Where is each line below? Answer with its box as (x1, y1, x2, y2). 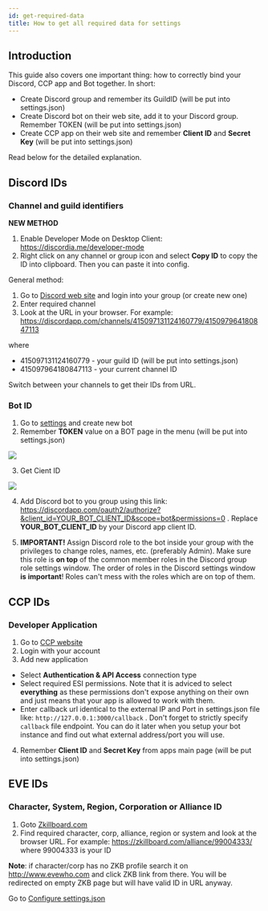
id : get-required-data (8, 11, 84, 20)
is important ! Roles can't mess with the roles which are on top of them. (19, 572, 256, 582)
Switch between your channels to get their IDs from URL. (8, 380, 197, 390)
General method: (8, 275, 64, 284)
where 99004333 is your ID (19, 845, 112, 855)
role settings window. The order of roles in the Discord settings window (19, 563, 256, 573)
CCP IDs (8, 595, 51, 609)
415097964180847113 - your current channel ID (19, 365, 178, 374)
